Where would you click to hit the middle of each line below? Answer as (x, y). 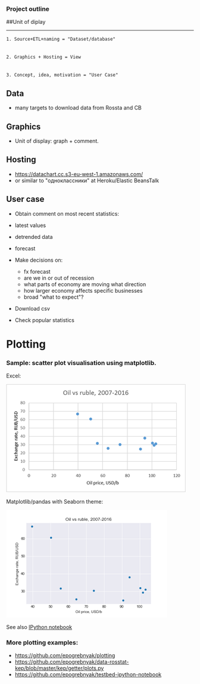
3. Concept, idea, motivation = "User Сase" (62, 75)
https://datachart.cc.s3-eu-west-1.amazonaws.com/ (79, 174)
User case (25, 199)
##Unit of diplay (26, 22)
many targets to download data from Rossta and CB (78, 108)
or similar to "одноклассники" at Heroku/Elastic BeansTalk (87, 180)
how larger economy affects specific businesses (83, 290)
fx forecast (37, 271)
